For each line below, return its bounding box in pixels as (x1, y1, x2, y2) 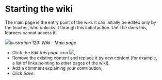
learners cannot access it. (5, 30, 57, 35)
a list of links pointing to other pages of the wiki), (12, 60, 110, 66)
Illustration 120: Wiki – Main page (10, 40, 76, 46)
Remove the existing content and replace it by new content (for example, (12, 55, 158, 61)
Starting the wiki (5, 3, 73, 15)
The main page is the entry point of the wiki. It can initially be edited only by (5, 19, 157, 25)
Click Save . (12, 70, 35, 76)
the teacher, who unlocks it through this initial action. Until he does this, (5, 24, 148, 30)
